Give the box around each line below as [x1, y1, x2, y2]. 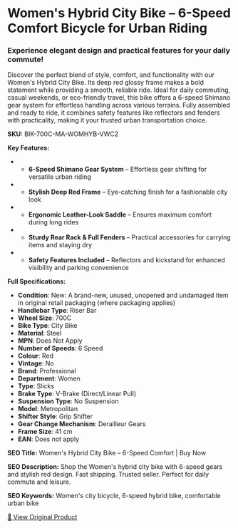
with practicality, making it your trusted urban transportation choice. [7, 116, 207, 125]
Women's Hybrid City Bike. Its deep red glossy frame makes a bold [7, 78, 205, 87]
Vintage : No [17, 359, 55, 368]
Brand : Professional [17, 367, 76, 376]
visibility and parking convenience [28, 264, 130, 272]
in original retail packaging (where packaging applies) [17, 299, 176, 307]
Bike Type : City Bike [17, 321, 78, 330]
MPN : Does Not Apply [17, 336, 83, 345]
